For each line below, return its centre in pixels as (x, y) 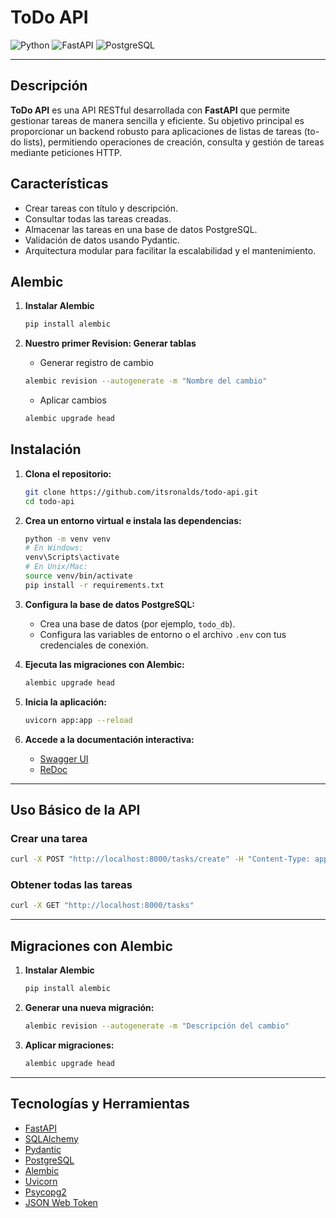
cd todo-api (49, 501)
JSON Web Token (61, 1202)
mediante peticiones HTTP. (66, 152)
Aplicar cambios (73, 400)
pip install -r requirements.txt (94, 585)
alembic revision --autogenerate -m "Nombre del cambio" (146, 381)
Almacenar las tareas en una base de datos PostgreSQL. (141, 229)
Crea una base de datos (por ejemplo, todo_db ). (137, 623)
